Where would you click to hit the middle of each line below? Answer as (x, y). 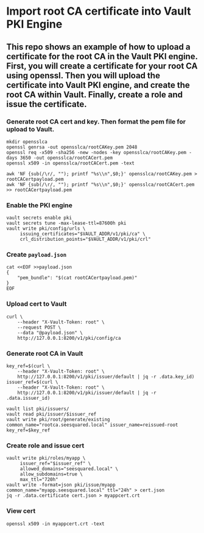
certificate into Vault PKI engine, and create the (98, 85)
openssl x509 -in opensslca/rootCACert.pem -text (71, 163)
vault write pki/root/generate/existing (58, 420)
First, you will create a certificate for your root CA (102, 66)
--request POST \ (39, 327)
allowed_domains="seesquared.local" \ (69, 469)
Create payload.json (37, 255)
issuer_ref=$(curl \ (33, 382)
